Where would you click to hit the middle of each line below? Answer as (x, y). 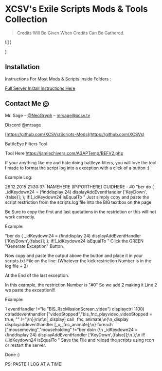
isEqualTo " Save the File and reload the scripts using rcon (96, 340)
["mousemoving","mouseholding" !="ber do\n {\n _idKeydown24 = (71, 330)
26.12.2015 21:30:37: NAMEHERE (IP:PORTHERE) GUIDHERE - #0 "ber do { (80, 187)
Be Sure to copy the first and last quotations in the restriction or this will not (81, 212)
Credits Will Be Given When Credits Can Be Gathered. (71, 33)
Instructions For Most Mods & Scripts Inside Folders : (58, 78)
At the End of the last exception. (37, 275)
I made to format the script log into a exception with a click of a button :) (77, 168)
